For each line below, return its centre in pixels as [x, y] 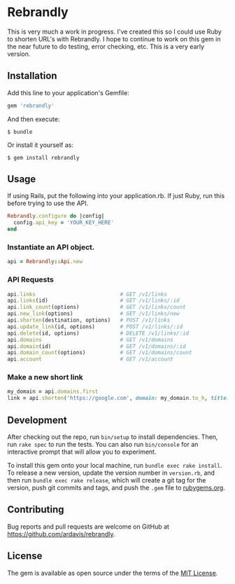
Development [37, 420]
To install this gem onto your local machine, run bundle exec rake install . [115, 466]
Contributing [36, 509]
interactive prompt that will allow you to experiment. [82, 452]
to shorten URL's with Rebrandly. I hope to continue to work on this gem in [114, 39]
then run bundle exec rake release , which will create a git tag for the [107, 480]
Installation [32, 76]
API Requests [31, 279]
